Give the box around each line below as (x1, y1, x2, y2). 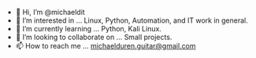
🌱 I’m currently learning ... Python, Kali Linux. (15, 24, 161, 33)
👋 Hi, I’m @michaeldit (15, 8, 85, 16)
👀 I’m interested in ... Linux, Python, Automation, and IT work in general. (15, 16, 248, 25)
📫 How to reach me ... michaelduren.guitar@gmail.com (15, 42, 196, 50)
